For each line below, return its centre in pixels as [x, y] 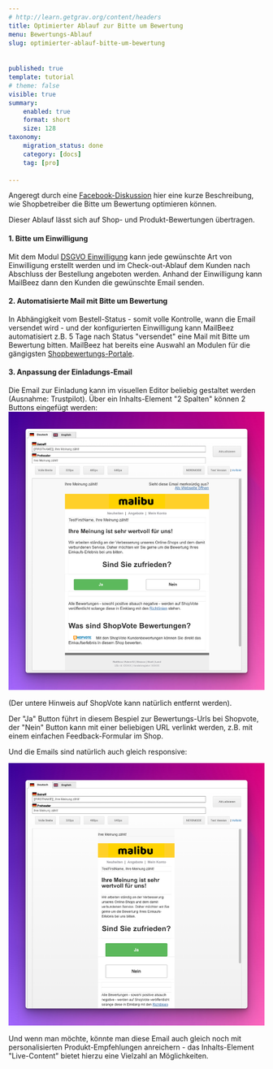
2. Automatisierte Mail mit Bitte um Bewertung [88, 301]
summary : [23, 103]
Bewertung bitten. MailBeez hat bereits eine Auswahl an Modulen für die [129, 344]
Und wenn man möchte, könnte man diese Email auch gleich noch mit [125, 1039]
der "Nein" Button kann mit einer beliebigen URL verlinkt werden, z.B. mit [131, 728]
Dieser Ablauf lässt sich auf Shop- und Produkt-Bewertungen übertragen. [132, 220]
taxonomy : [25, 137]
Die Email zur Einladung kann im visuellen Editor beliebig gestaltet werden [132, 390]
